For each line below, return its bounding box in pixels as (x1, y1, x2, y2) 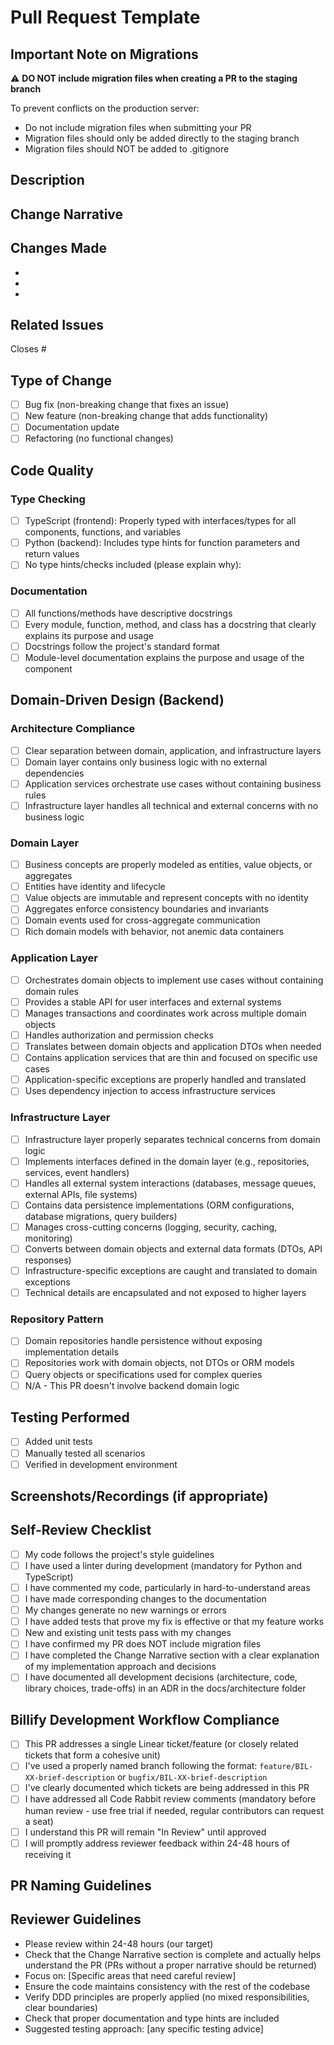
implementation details (24, 1346, 119, 1358)
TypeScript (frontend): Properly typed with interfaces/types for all (24, 515, 297, 527)
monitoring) (24, 1232, 73, 1244)
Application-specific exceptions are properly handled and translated (24, 1074, 307, 1086)
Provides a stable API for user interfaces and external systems (24, 996, 282, 1008)
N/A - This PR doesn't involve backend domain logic (24, 1379, 240, 1391)
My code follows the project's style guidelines (24, 1548, 215, 1560)
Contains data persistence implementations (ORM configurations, (24, 1199, 295, 1211)
